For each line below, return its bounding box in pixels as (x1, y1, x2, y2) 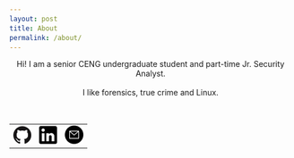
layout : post (9, 14, 58, 23)
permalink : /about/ (9, 33, 82, 42)
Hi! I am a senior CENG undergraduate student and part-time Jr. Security (16, 59, 285, 70)
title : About (9, 23, 58, 33)
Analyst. (135, 68, 166, 79)
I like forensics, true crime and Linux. (82, 87, 220, 98)
